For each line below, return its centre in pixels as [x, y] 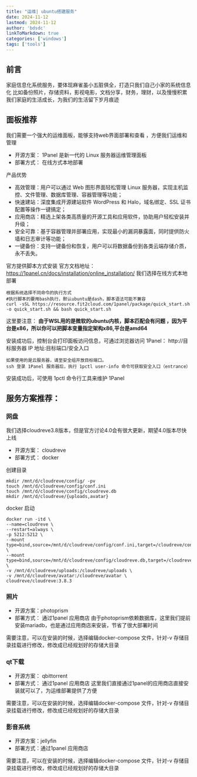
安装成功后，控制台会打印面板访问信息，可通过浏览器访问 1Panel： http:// [95, 341]
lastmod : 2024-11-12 [31, 22]
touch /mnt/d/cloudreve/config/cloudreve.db [61, 492]
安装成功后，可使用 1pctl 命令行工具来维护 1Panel [65, 378]
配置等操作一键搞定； [40, 209]
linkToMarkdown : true [33, 33]
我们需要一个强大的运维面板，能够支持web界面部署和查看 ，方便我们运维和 [97, 135]
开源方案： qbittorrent [41, 675]
